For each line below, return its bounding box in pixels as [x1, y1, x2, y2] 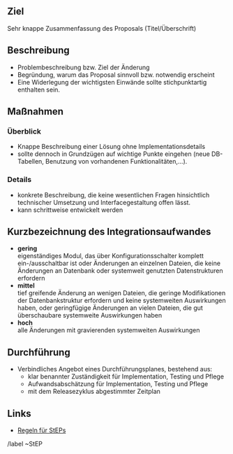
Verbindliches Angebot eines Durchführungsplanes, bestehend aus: [17, 365, 213, 374]
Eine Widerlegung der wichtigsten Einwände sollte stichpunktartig [17, 78, 207, 86]
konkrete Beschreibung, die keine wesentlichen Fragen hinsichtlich [17, 190, 210, 199]
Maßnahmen [7, 106, 64, 118]
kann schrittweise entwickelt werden [17, 206, 123, 214]
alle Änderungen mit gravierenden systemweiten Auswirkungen [17, 326, 200, 334]
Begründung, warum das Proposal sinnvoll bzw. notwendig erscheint [17, 70, 215, 79]
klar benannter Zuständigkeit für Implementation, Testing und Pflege [27, 372, 225, 381]
